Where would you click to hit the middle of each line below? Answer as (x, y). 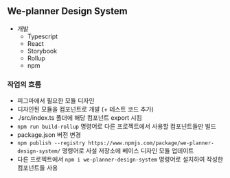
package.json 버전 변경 (49, 135)
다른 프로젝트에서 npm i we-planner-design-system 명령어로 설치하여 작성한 (120, 160)
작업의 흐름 (24, 84)
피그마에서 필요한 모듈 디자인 (56, 101)
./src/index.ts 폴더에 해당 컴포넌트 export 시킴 (79, 118)
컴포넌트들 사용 (37, 168)
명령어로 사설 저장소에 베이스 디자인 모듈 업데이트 (128, 151)
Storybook (42, 51)
